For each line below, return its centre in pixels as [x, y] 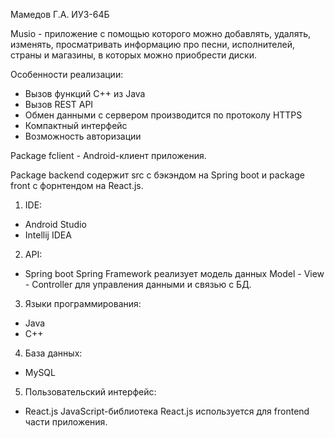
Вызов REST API [59, 104]
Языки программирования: [83, 303]
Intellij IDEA [48, 235]
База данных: [53, 353]
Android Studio [55, 224]
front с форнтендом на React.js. [77, 185]
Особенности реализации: [67, 74]
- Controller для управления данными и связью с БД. [138, 284]
